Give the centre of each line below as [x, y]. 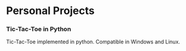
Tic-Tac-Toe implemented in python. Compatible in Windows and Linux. [93, 42]
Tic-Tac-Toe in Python [39, 29]
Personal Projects [50, 11]
